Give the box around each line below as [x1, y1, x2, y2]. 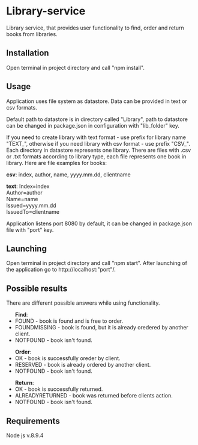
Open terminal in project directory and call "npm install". [6, 64, 145, 71]
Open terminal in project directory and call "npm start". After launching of [6, 260, 188, 267]
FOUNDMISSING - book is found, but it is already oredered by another [14, 324, 189, 331]
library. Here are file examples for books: [6, 159, 107, 166]
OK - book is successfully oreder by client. [14, 355, 121, 362]
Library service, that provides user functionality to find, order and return [6, 24, 184, 31]
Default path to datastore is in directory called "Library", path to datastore [6, 116, 188, 123]
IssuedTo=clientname [6, 208, 60, 215]
